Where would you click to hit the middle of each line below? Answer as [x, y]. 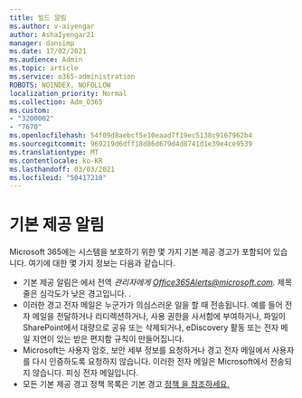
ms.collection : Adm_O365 [56, 102]
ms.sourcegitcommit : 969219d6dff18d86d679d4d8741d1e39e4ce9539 [131, 144]
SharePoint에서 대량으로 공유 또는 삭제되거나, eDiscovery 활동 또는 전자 [150, 327]
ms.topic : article [44, 69]
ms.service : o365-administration [72, 77]
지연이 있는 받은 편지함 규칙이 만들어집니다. [109, 339]
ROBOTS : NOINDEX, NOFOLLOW [60, 85]
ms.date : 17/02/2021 [48, 52]
